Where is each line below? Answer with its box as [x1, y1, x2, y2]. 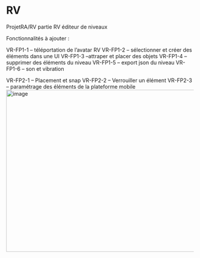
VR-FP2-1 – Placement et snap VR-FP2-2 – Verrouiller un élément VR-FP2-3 [6, 77, 192, 84]
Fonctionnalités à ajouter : [6, 34, 70, 42]
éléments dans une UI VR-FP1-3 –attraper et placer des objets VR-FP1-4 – [6, 52, 187, 59]
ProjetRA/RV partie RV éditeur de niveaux [6, 23, 108, 30]
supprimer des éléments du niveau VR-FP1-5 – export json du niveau [6, 59, 174, 66]
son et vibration [26, 65, 64, 72]
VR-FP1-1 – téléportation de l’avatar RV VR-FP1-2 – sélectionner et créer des [6, 46, 192, 54]
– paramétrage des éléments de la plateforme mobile [6, 83, 136, 90]
